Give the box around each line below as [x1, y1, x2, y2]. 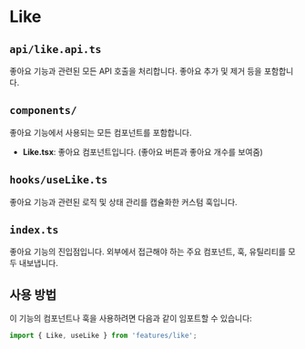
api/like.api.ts [9, 43, 102, 56]
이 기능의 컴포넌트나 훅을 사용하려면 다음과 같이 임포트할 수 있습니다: [9, 313, 252, 324]
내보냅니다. [18, 258, 59, 269]
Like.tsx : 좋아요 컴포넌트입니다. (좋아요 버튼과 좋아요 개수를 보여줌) [22, 146, 264, 157]
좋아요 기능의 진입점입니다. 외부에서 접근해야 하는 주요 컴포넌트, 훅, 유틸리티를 [9, 246, 287, 257]
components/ [9, 104, 77, 118]
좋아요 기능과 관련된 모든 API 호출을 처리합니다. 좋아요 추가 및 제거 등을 [9, 66, 262, 77]
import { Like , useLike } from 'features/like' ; [9, 331, 198, 341]
